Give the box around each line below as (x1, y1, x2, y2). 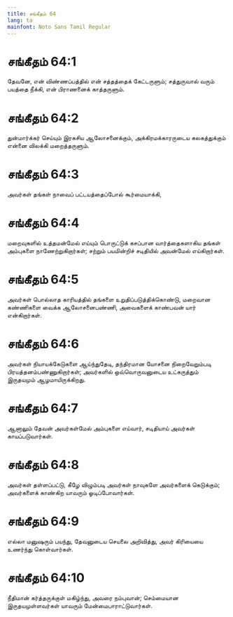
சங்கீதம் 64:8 (7, 457, 79, 473)
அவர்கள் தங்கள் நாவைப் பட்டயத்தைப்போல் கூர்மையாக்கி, (7, 190, 162, 198)
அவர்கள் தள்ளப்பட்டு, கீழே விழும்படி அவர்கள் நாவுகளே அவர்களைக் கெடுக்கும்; (7, 480, 220, 489)
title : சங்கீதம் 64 (7, 10, 56, 18)
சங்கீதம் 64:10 (7, 570, 85, 585)
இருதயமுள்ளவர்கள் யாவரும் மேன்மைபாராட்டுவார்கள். (7, 601, 153, 610)
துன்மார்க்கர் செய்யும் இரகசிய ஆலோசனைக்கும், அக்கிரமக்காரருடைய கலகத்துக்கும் (7, 134, 226, 142)
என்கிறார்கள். (7, 311, 42, 320)
